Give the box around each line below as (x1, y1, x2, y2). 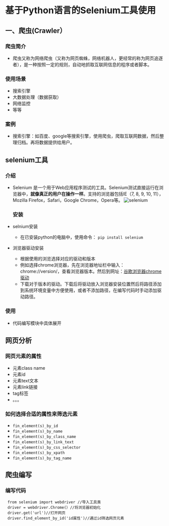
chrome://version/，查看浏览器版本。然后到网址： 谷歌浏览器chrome (20, 269, 162, 275)
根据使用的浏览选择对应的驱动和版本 (20, 256, 96, 262)
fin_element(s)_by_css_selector (12, 445, 81, 450)
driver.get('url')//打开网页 (7, 510, 66, 516)
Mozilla (12, 197, 28, 203)
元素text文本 (12, 378, 39, 384)
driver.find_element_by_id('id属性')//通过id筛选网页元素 (7, 516, 125, 521)
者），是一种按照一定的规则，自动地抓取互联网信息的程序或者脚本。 (12, 61, 152, 67)
